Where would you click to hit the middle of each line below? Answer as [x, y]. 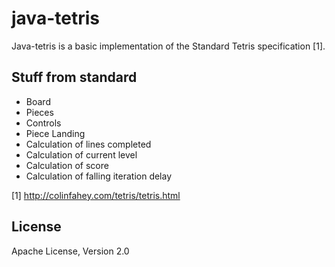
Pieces [39, 112]
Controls [43, 123]
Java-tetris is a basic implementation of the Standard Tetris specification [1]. [168, 46]
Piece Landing [55, 133]
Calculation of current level [81, 154]
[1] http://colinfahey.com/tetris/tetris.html [96, 195]
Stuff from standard [74, 77]
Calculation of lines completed [88, 144]
